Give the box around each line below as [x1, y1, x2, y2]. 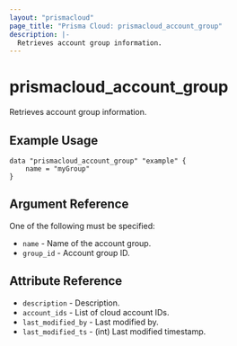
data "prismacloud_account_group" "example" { [9, 156, 187, 165]
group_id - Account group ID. [22, 247, 130, 258]
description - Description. [22, 297, 120, 308]
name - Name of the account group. [22, 237, 152, 248]
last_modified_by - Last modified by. [22, 316, 159, 327]
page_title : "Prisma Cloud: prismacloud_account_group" [9, 22, 223, 31]
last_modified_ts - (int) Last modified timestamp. [22, 325, 206, 337]
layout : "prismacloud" [9, 13, 94, 22]
